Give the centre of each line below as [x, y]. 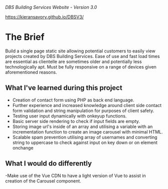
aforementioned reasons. [31, 72]
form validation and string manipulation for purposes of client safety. [83, 110]
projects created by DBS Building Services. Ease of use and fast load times [82, 56]
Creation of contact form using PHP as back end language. [73, 100]
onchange [23, 147]
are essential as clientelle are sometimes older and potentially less [73, 61]
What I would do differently [48, 164]
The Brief [25, 37]
